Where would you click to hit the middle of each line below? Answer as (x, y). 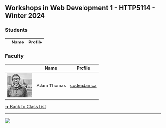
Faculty (14, 56)
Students (17, 30)
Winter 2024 (25, 16)
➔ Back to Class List (26, 107)
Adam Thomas (51, 85)
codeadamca (83, 85)
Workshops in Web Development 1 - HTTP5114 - (80, 8)
